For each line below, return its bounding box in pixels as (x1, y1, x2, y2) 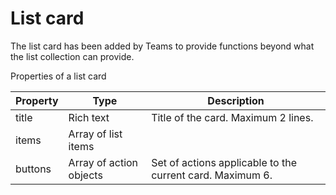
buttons (15, 162, 52, 176)
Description (207, 93, 265, 107)
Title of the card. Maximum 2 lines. (151, 110, 314, 124)
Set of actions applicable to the (151, 155, 298, 169)
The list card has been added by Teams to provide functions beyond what (10, 40, 315, 52)
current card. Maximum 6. (151, 168, 273, 182)
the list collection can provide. (10, 50, 135, 62)
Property (15, 93, 59, 107)
